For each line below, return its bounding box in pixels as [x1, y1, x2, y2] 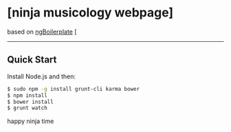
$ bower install [7, 98, 54, 105]
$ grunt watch [7, 104, 48, 111]
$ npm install [7, 91, 48, 99]
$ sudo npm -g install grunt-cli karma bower [7, 85, 140, 92]
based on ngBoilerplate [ [7, 27, 77, 36]
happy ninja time [7, 117, 54, 125]
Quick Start [7, 54, 57, 66]
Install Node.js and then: [7, 72, 76, 80]
